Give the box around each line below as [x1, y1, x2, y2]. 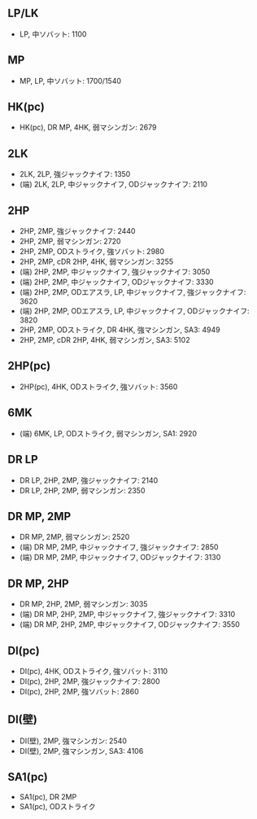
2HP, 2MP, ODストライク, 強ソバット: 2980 [19, 247, 164, 256]
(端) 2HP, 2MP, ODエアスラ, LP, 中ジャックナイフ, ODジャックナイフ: [19, 306, 250, 316]
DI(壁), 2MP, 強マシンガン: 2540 [19, 736, 128, 746]
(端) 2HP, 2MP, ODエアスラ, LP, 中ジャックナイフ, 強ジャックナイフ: [19, 287, 246, 297]
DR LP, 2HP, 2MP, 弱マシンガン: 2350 [19, 485, 146, 495]
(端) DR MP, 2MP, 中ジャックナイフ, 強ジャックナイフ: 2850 [19, 542, 219, 552]
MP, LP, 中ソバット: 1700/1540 [19, 76, 122, 85]
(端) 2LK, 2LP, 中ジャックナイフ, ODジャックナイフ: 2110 [19, 179, 208, 190]
